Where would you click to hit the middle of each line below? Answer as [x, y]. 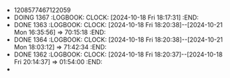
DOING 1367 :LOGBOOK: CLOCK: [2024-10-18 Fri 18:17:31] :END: [106, 17]
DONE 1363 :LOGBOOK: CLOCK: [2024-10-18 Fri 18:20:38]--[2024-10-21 [118, 25]
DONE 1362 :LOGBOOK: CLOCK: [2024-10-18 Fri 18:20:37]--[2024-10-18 [118, 54]
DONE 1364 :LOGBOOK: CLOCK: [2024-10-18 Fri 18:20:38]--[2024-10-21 [118, 40]
